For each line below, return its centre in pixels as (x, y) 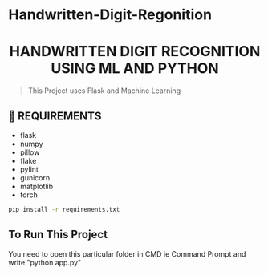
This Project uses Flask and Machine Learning (104, 91)
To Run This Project (58, 235)
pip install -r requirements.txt (64, 209)
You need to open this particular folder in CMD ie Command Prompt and (127, 253)
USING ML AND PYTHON (135, 69)
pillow (30, 152)
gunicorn (35, 177)
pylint (29, 169)
